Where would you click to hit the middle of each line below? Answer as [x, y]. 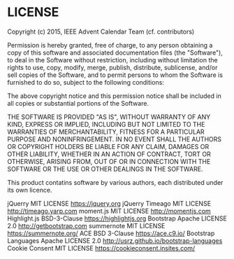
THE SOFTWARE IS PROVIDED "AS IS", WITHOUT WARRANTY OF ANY [109, 117]
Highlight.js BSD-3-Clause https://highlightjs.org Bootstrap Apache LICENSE [117, 218]
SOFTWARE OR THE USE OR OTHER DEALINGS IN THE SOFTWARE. [105, 169]
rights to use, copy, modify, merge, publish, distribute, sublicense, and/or [112, 67]
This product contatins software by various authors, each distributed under [115, 182]
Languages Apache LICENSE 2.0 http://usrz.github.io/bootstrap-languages [115, 240]
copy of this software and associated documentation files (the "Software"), [115, 52]
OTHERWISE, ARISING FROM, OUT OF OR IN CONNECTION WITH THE [109, 161]
